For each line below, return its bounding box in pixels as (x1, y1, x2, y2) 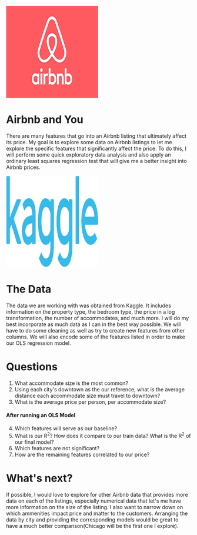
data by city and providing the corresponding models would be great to (6, 516, 179, 523)
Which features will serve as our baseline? (14, 425, 118, 432)
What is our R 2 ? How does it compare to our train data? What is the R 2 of (14, 431, 191, 439)
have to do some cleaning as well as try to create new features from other (6, 327, 185, 334)
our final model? (14, 438, 54, 446)
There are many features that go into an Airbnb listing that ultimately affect (6, 132, 187, 139)
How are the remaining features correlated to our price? (14, 451, 150, 458)
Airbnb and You (6, 113, 84, 127)
